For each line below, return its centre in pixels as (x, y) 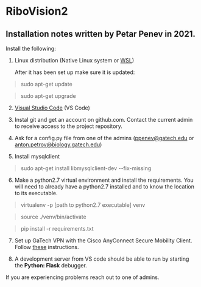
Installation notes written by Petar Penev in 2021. (101, 34)
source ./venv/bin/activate (53, 217)
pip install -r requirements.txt (57, 229)
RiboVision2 (37, 11)
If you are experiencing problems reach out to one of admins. (83, 277)
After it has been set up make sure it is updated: (75, 72)
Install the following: (31, 48)
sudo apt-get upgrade (48, 96)
